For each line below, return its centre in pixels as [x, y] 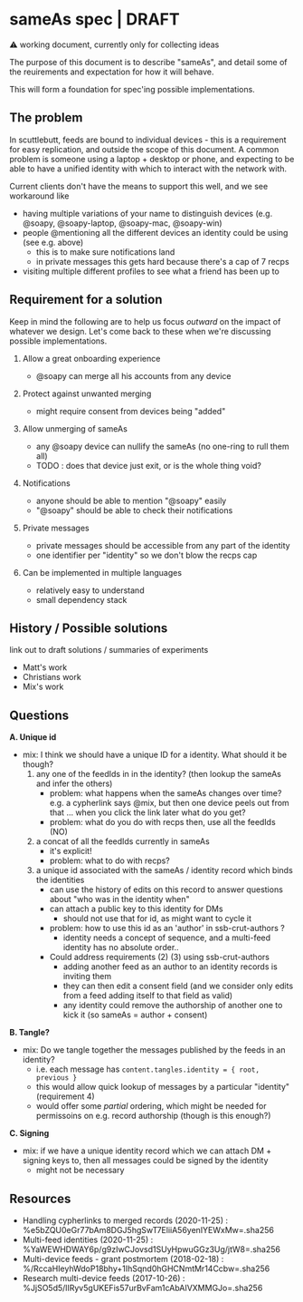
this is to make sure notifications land [105, 252]
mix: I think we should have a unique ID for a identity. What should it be [155, 755]
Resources [40, 1198]
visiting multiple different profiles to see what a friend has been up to [151, 271]
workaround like [39, 196]
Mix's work [43, 687]
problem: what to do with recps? [109, 860]
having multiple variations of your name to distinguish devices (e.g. [147, 213]
